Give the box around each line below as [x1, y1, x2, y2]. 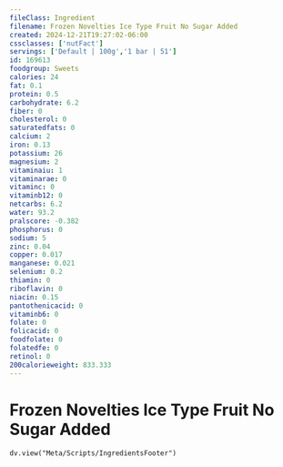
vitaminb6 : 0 [9, 310, 59, 319]
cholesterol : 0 [9, 115, 67, 124]
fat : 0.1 [9, 81, 43, 90]
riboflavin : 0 [9, 284, 64, 293]
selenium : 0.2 [9, 268, 64, 277]
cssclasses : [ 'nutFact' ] [9, 38, 104, 48]
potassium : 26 [9, 148, 64, 157]
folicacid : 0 [9, 327, 59, 336]
